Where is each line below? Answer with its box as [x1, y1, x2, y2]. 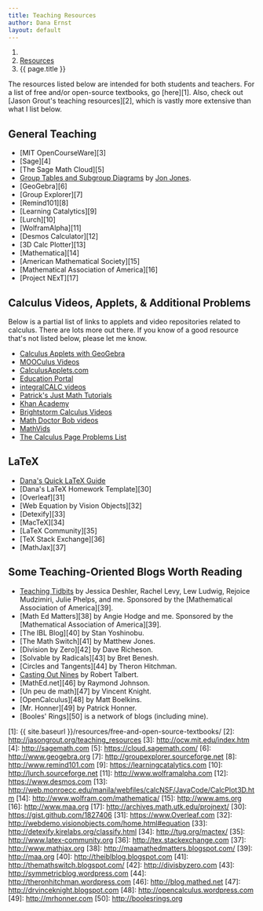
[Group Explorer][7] [19, 190, 83, 199]
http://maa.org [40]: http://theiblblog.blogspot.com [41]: [8, 851, 188, 861]
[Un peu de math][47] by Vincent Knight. [19, 686, 152, 696]
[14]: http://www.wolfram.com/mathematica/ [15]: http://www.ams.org [16, 793, 242, 803]
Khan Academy [19, 399, 69, 408]
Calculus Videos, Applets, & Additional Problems [8, 296, 251, 309]
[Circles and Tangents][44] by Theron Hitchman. [19, 661, 177, 671]
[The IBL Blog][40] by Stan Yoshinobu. [19, 627, 144, 637]
